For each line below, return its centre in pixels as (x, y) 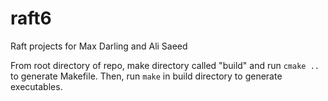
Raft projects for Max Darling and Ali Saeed (99, 46)
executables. (36, 86)
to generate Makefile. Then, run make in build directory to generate (146, 76)
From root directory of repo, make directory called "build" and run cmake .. (165, 65)
